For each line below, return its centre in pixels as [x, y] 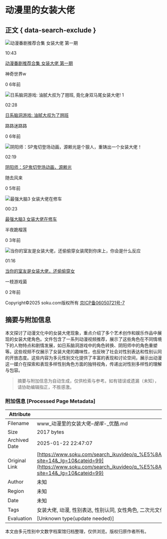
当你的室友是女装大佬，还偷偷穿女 [40, 271]
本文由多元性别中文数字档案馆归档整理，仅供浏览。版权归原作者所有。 [77, 532]
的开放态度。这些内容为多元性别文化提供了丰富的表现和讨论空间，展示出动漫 [83, 358]
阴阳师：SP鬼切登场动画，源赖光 [39, 167]
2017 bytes [51, 432]
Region [16, 491]
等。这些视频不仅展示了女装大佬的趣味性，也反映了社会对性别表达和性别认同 [83, 351]
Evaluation [20, 519]
